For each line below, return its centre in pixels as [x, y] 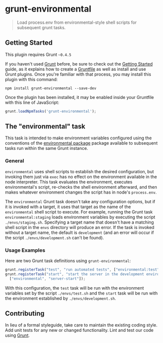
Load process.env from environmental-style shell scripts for [77, 22]
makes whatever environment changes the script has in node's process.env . [81, 192]
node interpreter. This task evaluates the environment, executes [69, 182]
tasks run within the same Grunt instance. [47, 148]
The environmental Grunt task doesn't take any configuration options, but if [80, 201]
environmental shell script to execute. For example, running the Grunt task [79, 212]
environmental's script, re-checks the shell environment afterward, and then [81, 187]
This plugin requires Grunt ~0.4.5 [38, 54]
